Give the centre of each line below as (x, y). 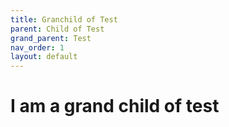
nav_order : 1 (37, 47)
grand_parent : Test (51, 38)
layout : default (44, 57)
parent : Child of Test (57, 29)
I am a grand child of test (115, 106)
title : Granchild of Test (64, 19)
